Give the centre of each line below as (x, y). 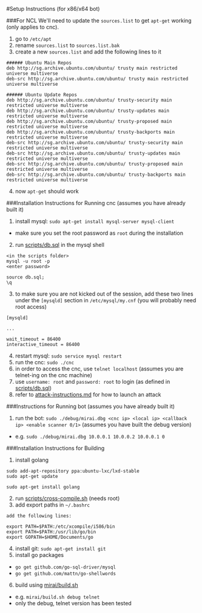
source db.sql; (25, 277)
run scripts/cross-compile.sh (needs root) (67, 498)
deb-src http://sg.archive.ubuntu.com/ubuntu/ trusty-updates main (93, 153)
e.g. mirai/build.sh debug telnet (57, 597)
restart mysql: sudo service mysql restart (69, 356)
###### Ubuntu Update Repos (42, 95)
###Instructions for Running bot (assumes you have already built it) (90, 406)
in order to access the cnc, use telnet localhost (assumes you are (99, 369)
